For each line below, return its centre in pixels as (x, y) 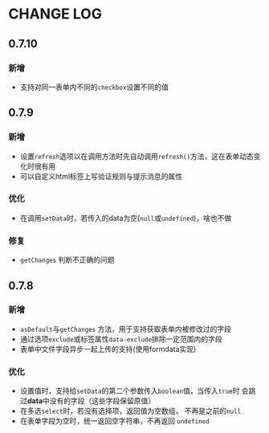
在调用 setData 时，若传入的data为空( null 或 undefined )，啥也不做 (126, 218)
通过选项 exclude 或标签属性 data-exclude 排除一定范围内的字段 (121, 339)
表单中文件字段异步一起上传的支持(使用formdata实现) (108, 349)
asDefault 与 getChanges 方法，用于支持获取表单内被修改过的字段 (125, 329)
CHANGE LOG (55, 14)
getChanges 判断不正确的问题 (67, 260)
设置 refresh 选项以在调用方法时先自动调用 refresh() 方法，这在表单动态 (137, 156)
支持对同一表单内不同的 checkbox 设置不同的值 (94, 87)
